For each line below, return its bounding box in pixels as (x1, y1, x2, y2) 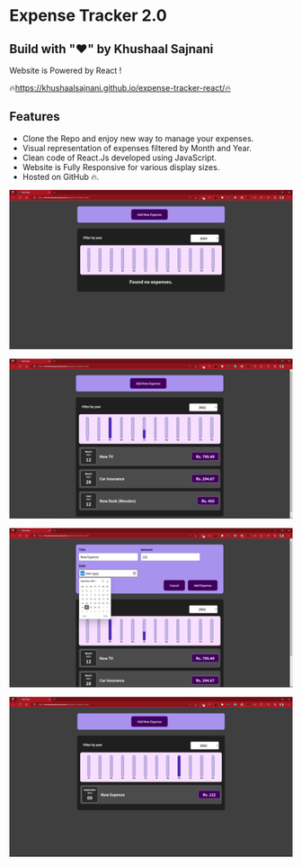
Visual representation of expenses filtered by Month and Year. (22, 142, 252, 153)
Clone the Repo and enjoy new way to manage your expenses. (22, 132, 254, 144)
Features (9, 109, 60, 124)
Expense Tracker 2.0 (9, 5, 168, 26)
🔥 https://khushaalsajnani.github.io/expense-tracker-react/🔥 (9, 83, 231, 93)
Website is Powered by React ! (9, 65, 122, 76)
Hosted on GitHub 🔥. (22, 171, 100, 182)
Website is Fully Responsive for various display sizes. (22, 161, 220, 172)
